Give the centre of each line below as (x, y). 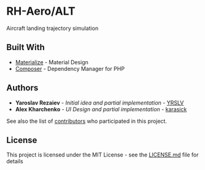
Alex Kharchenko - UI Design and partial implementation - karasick (101, 109)
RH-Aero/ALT (41, 11)
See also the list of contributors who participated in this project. (87, 121)
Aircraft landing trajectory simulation (52, 28)
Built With (25, 47)
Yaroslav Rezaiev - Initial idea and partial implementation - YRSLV (99, 103)
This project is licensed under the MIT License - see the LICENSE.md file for (102, 155)
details (15, 161)
